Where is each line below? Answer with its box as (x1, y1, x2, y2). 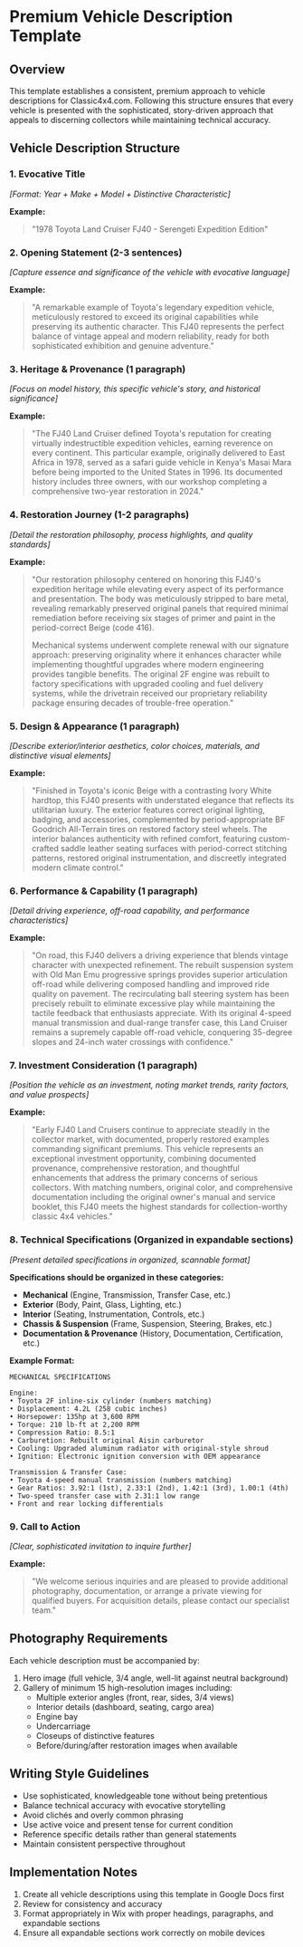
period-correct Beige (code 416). (31, 622, 156, 633)
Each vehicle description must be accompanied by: (9, 1654, 201, 1665)
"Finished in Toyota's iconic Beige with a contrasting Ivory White (31, 785, 272, 796)
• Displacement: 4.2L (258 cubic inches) (9, 1404, 168, 1414)
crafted (31, 842, 59, 853)
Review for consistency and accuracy (22, 1898, 163, 1909)
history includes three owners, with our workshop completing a (31, 476, 268, 487)
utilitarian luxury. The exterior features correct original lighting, (31, 804, 265, 815)
